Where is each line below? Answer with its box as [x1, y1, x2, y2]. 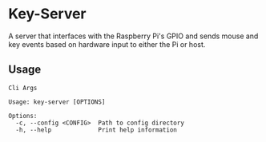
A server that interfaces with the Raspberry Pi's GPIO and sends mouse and [8, 31, 259, 41]
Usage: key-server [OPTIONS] [8, 97, 106, 106]
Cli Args [8, 84, 38, 92]
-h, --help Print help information [15, 125, 178, 134]
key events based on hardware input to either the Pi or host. [8, 39, 206, 49]
